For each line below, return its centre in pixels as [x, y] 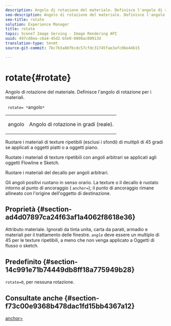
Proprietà [20, 209]
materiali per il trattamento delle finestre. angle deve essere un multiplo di [82, 235]
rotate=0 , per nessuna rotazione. [40, 282]
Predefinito [23, 261]
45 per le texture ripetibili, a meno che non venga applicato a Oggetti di [80, 240]
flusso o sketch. [22, 246]
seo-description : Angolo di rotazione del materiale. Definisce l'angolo [85, 15]
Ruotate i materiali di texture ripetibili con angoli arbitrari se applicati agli [81, 157]
